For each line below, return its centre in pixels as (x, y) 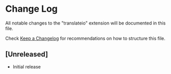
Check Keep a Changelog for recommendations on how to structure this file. (86, 38)
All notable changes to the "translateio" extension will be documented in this (86, 23)
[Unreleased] (27, 54)
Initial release (27, 66)
